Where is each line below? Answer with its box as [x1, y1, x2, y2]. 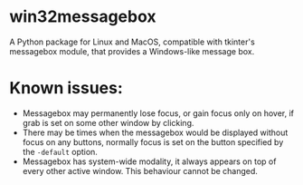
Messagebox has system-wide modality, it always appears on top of [22, 156, 277, 167]
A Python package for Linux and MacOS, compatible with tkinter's [9, 36, 255, 47]
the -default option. [22, 146, 98, 157]
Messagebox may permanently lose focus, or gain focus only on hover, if [22, 107, 294, 119]
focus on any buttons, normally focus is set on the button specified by [22, 136, 284, 147]
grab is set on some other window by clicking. [22, 117, 194, 128]
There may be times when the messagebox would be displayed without [22, 127, 289, 138]
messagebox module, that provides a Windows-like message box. [9, 45, 255, 56]
